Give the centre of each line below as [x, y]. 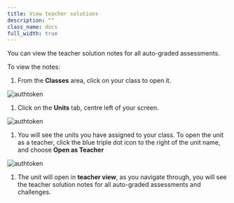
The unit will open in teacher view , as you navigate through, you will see [122, 177]
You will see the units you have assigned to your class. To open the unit [121, 135]
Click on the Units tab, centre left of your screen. [88, 108]
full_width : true [33, 33]
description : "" [31, 20]
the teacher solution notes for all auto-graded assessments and [109, 185]
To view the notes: [34, 67]
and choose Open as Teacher [61, 150]
